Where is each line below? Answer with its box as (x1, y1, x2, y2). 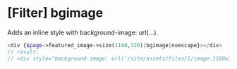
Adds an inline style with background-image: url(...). (7, 28, 159, 37)
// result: (7, 48, 39, 56)
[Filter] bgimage (7, 5, 104, 21)
